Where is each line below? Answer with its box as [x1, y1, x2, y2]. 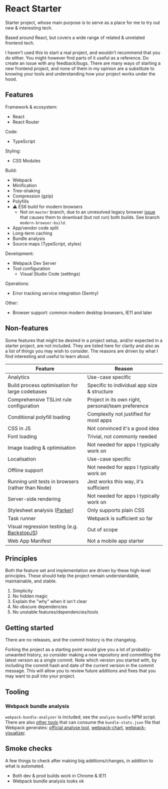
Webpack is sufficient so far [87, 514, 153, 521]
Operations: [5, 280, 29, 286]
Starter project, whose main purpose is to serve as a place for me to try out [5, 19, 160, 25]
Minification [12, 182, 37, 188]
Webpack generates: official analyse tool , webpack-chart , [5, 724, 124, 730]
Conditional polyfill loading [7, 413, 70, 420]
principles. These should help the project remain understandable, [5, 573, 140, 579]
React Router [12, 118, 39, 125]
